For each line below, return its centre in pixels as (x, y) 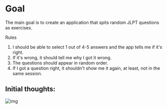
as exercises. (19, 27)
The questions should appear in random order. (60, 63)
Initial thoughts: (30, 89)
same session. (27, 73)
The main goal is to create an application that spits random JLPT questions (82, 22)
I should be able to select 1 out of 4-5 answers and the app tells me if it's (87, 47)
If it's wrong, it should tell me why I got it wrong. (62, 57)
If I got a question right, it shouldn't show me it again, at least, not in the (86, 68)
